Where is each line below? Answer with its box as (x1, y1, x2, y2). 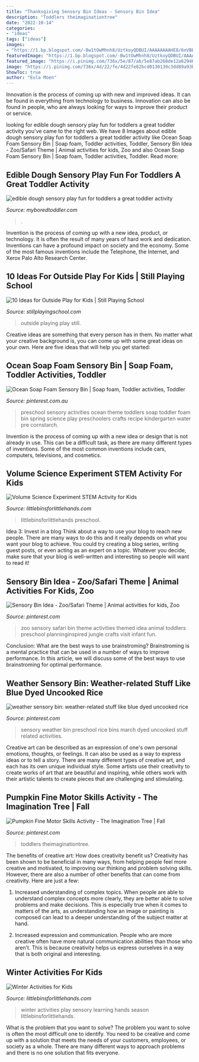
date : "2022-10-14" (6, 20, 54, 25)
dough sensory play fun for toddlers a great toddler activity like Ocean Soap (6, 134, 192, 141)
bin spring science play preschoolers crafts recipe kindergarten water (20, 415, 191, 422)
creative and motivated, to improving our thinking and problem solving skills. (6, 864, 192, 871)
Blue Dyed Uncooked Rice (6, 687, 104, 697)
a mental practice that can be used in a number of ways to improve (6, 649, 170, 656)
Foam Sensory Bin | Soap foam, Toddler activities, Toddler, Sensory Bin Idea (6, 140, 192, 147)
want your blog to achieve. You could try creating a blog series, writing (6, 540, 179, 548)
